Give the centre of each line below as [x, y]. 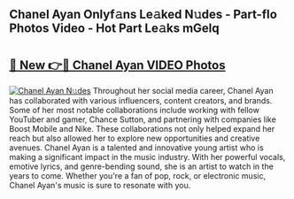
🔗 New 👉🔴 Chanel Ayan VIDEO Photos [117, 65]
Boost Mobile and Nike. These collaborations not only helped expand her [142, 129]
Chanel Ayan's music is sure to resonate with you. [100, 185]
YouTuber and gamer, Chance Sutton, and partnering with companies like [143, 119]
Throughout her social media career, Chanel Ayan [183, 91]
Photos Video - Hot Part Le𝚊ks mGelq [114, 29]
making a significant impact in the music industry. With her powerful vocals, [147, 157]
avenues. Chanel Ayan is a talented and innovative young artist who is [136, 148]
